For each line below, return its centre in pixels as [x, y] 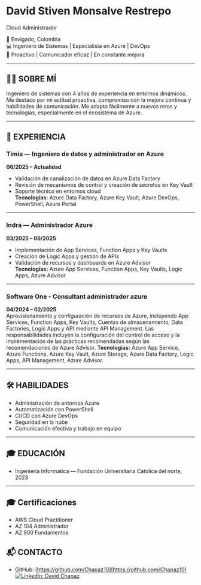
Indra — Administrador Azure [50, 225]
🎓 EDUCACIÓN [36, 454]
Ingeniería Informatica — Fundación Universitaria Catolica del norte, [98, 471]
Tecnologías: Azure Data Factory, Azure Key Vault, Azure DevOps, [97, 198]
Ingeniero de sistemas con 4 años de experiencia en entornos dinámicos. [97, 93]
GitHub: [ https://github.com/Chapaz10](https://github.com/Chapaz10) [101, 569]
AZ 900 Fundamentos [42, 533]
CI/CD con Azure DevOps [46, 416]
